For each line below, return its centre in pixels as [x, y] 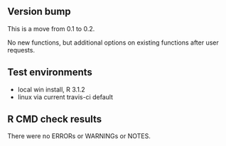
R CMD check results [55, 119]
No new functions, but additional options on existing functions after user [113, 43]
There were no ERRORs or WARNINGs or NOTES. [79, 136]
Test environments [50, 73]
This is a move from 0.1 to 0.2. [51, 28]
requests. [21, 50]
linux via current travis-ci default [65, 97]
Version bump [39, 12]
